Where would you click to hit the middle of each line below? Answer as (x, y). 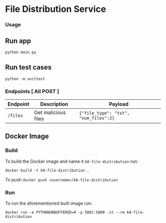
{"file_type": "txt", (104, 113)
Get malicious (50, 113)
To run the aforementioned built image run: (49, 203)
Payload (119, 104)
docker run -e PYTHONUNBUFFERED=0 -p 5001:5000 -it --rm (65, 213)
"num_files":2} (97, 118)
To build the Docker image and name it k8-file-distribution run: (72, 161)
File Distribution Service (56, 9)
